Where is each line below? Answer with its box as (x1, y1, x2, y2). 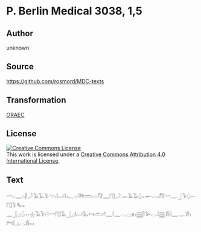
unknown (6, 44, 30, 51)
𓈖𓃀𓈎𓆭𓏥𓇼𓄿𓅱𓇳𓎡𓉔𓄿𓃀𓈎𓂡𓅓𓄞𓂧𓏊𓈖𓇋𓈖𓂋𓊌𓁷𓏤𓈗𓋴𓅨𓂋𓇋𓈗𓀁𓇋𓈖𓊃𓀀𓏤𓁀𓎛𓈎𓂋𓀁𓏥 (6, 211, 191, 218)
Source (6, 61, 34, 72)
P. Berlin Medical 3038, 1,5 (6, 4, 143, 18)
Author (6, 28, 33, 39)
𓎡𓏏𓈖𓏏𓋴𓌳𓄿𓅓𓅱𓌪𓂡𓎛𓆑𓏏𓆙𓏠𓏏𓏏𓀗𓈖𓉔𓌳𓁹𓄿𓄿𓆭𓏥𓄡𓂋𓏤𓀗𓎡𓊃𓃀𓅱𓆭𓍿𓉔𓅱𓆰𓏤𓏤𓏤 (6, 193, 196, 200)
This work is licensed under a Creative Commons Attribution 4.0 (6, 151, 166, 158)
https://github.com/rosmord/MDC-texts (6, 77, 104, 85)
